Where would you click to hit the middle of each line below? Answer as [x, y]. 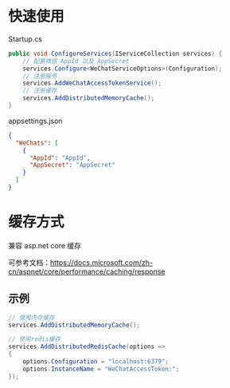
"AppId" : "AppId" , [60, 158]
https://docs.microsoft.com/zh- [102, 262]
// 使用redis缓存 [35, 339]
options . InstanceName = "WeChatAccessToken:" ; [101, 369]
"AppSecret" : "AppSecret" [72, 165]
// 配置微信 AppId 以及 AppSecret [76, 61]
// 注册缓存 [40, 91]
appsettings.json [35, 121]
